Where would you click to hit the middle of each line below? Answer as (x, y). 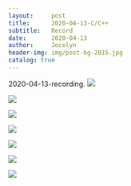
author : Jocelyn (43, 46)
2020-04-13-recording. (47, 84)
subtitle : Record (41, 30)
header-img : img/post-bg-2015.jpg (66, 53)
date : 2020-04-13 (48, 38)
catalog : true (32, 61)
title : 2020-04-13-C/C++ (59, 23)
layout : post (37, 16)
